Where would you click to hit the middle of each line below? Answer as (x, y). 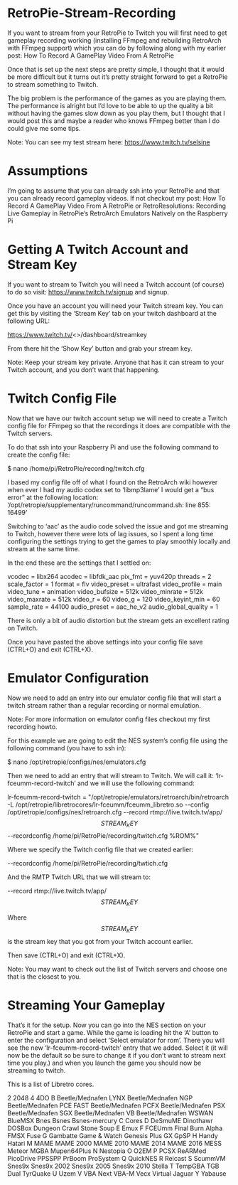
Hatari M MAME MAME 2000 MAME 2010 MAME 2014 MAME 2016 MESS (115, 1144)
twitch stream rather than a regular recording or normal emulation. (104, 705)
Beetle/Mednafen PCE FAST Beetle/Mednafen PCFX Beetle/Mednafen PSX (117, 1106)
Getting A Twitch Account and (98, 250)
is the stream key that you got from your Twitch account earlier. (100, 942)
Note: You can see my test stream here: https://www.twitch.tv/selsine (109, 142)
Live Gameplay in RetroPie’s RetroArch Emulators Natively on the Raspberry (118, 213)
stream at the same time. (44, 548)
